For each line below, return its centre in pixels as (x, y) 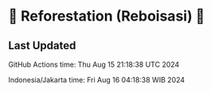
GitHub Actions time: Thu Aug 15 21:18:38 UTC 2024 (94, 64)
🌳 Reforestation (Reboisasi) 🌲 (107, 16)
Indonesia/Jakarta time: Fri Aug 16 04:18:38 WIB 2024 (97, 80)
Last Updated (42, 46)
